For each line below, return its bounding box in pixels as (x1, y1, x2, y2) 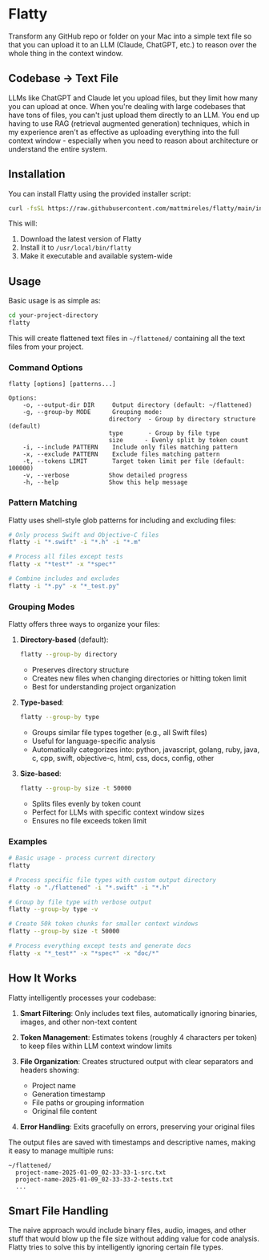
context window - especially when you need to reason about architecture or (8, 136, 259, 145)
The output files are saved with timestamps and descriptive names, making (8, 1137, 256, 1147)
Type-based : (19, 697, 64, 707)
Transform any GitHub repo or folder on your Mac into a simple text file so (8, 31, 252, 41)
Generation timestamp (31, 1089, 106, 1099)
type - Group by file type (108, 429, 220, 437)
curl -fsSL (8, 204, 45, 213)
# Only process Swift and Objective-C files (8, 530, 159, 539)
